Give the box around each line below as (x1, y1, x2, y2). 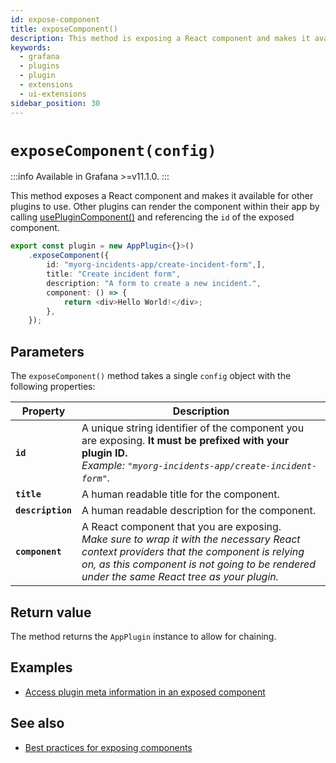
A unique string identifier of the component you (81, 421, 305, 435)
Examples (10, 659, 73, 676)
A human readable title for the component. (81, 487, 280, 501)
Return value (10, 604, 92, 621)
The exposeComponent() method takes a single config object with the (10, 370, 292, 382)
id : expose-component (10, 14, 101, 25)
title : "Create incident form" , (46, 269, 182, 280)
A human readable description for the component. (81, 504, 316, 518)
